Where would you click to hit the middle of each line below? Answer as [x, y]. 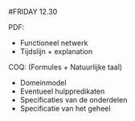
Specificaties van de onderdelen [74, 100]
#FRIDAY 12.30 [33, 12]
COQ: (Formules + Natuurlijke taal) [65, 67]
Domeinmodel [43, 83]
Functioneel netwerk [54, 43]
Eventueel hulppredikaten [62, 91]
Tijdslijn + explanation [56, 51]
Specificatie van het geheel [65, 108]
